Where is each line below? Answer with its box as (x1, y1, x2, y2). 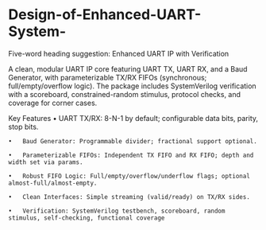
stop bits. (8, 122, 39, 131)
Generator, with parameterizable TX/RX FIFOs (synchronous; (8, 72, 207, 82)
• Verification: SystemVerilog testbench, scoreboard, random (8, 207, 226, 215)
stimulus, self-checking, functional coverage (8, 213, 165, 222)
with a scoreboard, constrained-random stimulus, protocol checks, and (8, 89, 241, 99)
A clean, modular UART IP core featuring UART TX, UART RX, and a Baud (8, 64, 248, 73)
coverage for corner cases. (8, 98, 98, 107)
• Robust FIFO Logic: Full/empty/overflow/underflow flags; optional (8, 172, 250, 180)
